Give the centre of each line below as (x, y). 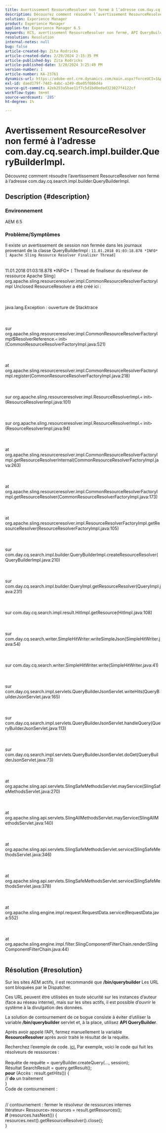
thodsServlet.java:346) (28, 855)
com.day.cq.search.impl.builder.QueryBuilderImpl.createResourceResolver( (82, 555)
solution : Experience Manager (36, 19)
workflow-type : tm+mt (27, 93)
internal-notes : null (27, 42)
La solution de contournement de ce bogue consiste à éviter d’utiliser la (78, 1017)
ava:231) (14, 592)
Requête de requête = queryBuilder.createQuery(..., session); (67, 1062)
